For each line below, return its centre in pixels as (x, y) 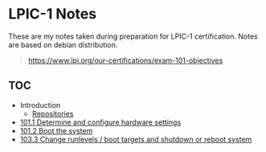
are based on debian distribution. (63, 44)
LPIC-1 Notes (53, 14)
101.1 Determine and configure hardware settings (100, 122)
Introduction (40, 105)
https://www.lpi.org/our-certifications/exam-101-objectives (125, 60)
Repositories (53, 113)
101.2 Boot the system (56, 130)
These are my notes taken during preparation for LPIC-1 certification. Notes (133, 36)
